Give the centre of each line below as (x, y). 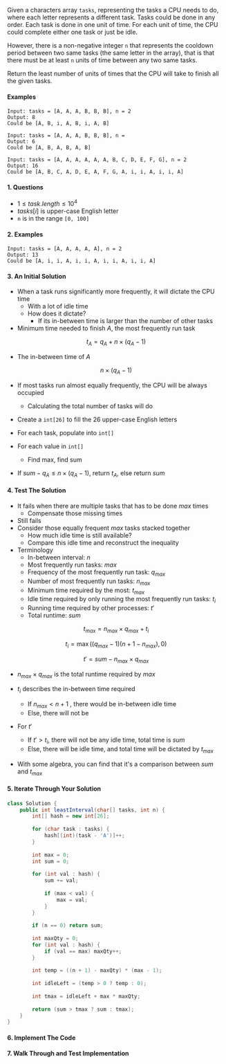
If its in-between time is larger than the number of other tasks (125, 321)
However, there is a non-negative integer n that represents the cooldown (111, 45)
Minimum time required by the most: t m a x (86, 591)
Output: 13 (23, 255)
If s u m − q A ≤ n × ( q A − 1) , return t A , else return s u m (91, 474)
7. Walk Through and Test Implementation (68, 1054)
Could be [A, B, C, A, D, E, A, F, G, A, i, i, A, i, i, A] (96, 172)
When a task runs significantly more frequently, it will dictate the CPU (116, 292)
